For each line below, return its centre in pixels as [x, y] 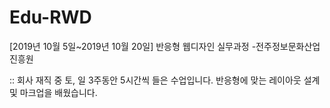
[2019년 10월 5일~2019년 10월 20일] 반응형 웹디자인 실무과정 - [133, 46]
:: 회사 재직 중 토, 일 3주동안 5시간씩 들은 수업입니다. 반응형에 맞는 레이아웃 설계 [165, 80]
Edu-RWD [50, 17]
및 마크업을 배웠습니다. [53, 92]
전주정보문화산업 [288, 46]
